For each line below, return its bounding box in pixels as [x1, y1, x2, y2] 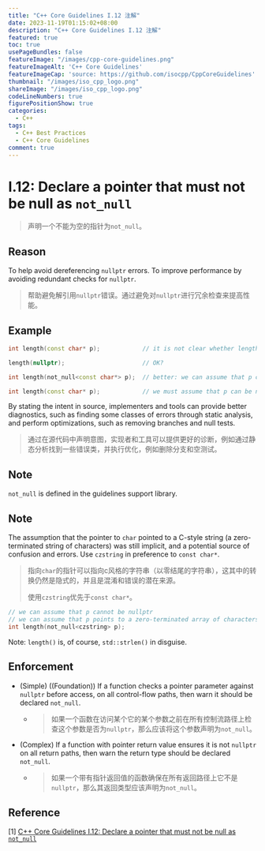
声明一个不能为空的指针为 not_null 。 [27, 222, 147, 231]
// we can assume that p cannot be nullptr [8, 609, 154, 617]
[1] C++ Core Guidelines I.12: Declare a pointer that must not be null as [8, 827, 237, 837]
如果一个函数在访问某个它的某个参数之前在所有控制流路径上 [50, 714, 245, 723]
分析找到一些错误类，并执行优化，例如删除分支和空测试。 [34, 444, 222, 454]
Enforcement [8, 660, 73, 673]
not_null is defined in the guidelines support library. [8, 489, 177, 498]
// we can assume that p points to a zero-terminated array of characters [8, 615, 259, 624]
